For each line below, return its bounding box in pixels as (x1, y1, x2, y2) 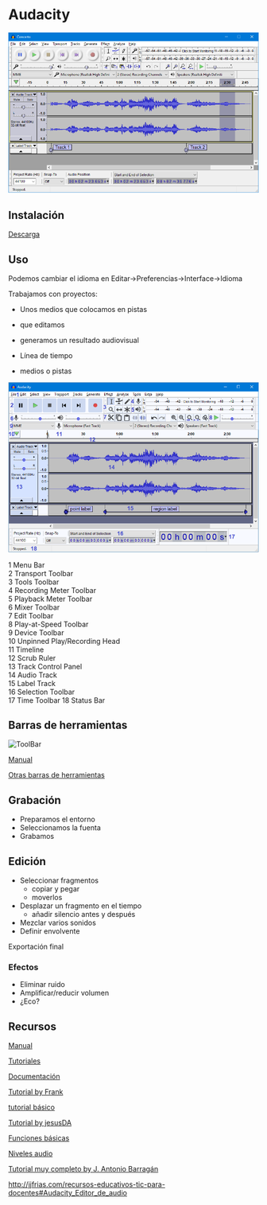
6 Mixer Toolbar (8, 602, 60, 612)
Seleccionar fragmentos (19, 875, 99, 885)
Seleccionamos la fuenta (19, 823, 101, 833)
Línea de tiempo (19, 350, 73, 360)
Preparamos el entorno (19, 814, 95, 825)
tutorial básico (8, 1102, 56, 1112)
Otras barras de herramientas (8, 770, 105, 780)
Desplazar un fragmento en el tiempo (19, 901, 142, 911)
